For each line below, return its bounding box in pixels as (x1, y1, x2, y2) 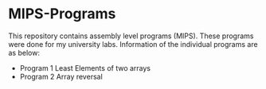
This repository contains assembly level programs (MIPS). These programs (8, 31, 254, 41)
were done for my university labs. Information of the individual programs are (8, 39, 258, 48)
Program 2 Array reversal (19, 72, 104, 81)
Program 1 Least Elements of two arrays (19, 63, 151, 72)
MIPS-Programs (8, 5, 116, 23)
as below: (8, 48, 40, 57)
